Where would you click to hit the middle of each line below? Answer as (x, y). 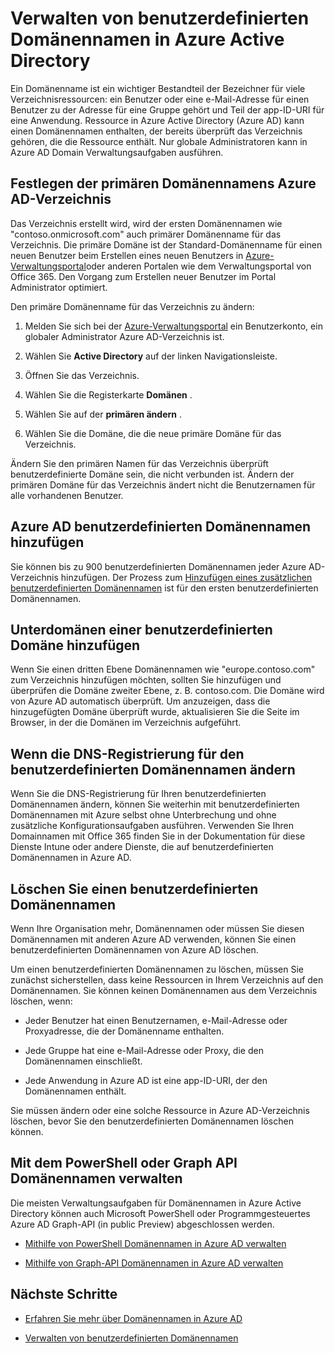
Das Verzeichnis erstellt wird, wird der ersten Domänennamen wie (146, 223)
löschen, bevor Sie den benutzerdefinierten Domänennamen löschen (152, 1121)
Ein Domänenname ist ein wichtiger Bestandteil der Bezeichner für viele (158, 88)
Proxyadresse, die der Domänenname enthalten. (124, 1031)
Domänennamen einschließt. (83, 1061)
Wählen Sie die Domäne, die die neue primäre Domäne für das (153, 433)
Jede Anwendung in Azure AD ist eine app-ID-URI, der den (146, 1080)
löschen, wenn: (41, 1001)
